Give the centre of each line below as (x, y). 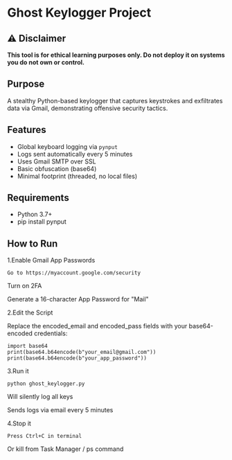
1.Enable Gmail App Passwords (51, 260)
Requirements (38, 198)
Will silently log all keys (40, 397)
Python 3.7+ (35, 214)
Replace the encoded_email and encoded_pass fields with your (97, 326)
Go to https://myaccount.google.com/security (74, 273)
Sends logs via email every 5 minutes (60, 410)
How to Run (33, 244)
